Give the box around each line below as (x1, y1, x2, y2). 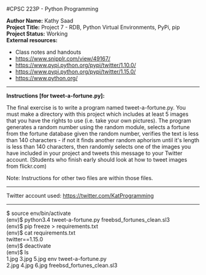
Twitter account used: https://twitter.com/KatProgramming (6, 192, 154, 199)
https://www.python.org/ (15, 75, 78, 81)
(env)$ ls (6, 249, 29, 256)
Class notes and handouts (15, 48, 82, 56)
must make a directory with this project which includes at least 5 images (6, 110, 189, 118)
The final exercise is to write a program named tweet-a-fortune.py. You (6, 104, 186, 111)
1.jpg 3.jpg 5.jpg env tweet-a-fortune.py (6, 255, 107, 262)
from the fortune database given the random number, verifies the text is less (6, 130, 199, 137)
